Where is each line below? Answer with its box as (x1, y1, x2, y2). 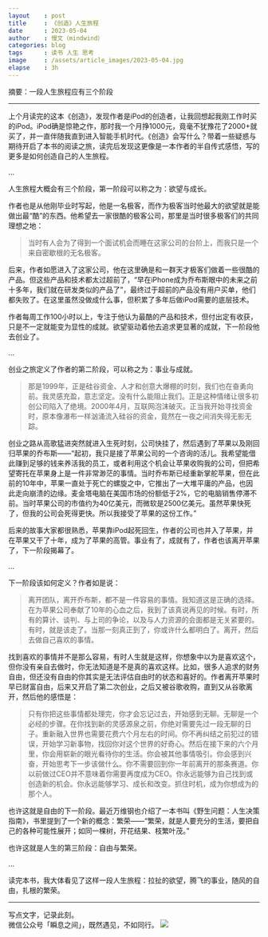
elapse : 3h (8, 64, 59, 72)
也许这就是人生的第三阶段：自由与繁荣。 (8, 843, 141, 852)
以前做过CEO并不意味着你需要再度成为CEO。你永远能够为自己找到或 (27, 769, 254, 779)
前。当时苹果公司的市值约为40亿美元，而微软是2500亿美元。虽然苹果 (8, 498, 238, 508)
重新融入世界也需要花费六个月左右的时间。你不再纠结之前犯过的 (41, 729, 252, 739)
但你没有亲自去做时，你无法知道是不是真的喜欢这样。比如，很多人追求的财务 (8, 662, 260, 671)
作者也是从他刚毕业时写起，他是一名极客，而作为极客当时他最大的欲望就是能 (8, 201, 260, 210)
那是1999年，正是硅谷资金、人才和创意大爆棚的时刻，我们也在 (27, 381, 233, 390)
